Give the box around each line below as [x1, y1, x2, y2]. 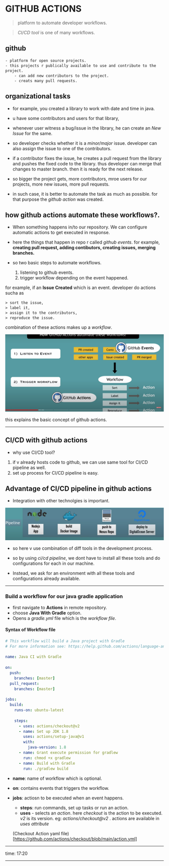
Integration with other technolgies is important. [12, 498, 110, 504]
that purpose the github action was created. [12, 196, 104, 202]
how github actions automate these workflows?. [5, 210, 160, 219]
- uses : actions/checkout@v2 [18, 723, 80, 729]
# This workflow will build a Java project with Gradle [5, 639, 125, 644]
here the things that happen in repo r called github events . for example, [12, 239, 160, 245]
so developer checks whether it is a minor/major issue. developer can [12, 140, 157, 146]
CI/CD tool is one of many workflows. [17, 29, 96, 35]
